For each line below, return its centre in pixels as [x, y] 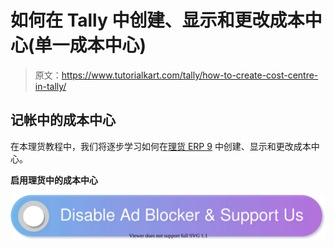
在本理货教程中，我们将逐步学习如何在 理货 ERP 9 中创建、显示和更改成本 [161, 146]
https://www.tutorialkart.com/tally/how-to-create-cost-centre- [190, 75]
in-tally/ [50, 86]
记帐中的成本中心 [63, 120]
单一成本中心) [90, 45]
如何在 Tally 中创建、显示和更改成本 [157, 20]
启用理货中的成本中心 [54, 180]
